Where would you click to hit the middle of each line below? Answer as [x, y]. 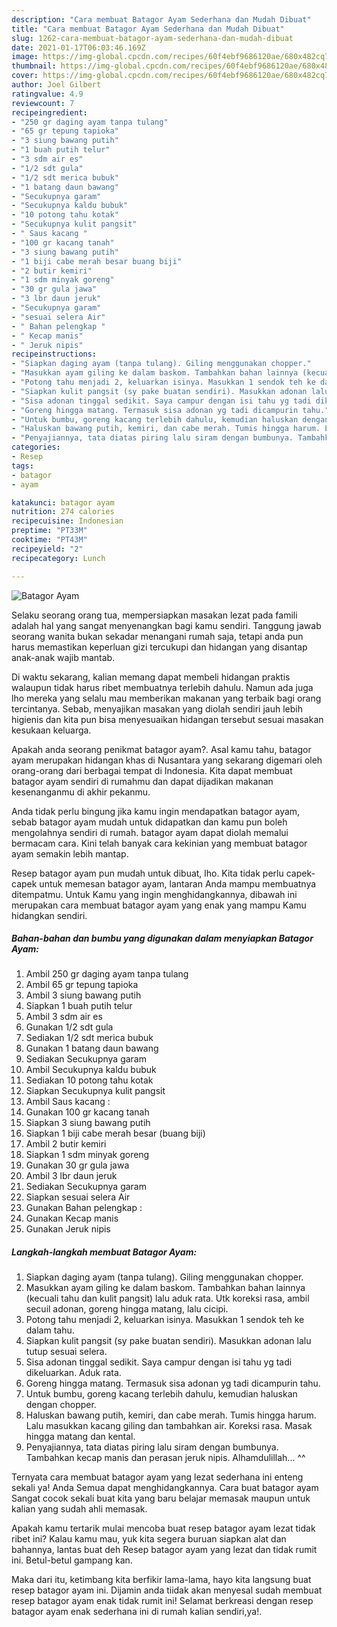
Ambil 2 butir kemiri [66, 1144]
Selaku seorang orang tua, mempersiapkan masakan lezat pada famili [154, 615]
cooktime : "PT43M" [49, 540]
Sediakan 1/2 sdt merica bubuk [89, 1038]
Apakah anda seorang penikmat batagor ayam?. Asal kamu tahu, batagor [161, 749]
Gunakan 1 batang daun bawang [92, 1048]
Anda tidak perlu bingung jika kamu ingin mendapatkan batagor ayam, [156, 811]
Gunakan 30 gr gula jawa [77, 1165]
